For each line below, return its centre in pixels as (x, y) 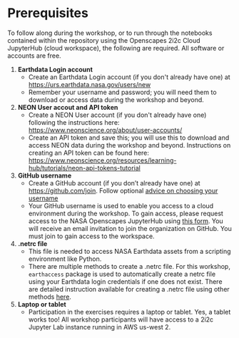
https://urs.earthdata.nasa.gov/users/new (90, 84)
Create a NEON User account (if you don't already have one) (117, 115)
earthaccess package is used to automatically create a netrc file (122, 274)
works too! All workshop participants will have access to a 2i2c (121, 319)
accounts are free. (35, 56)
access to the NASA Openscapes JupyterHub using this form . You (126, 221)
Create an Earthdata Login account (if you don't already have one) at (129, 77)
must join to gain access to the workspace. (91, 236)
